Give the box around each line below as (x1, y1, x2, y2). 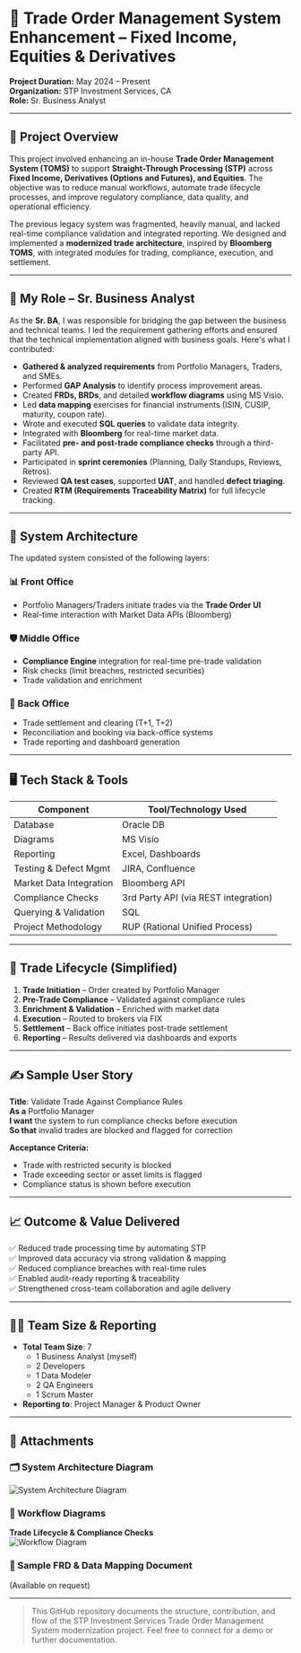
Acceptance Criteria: (9, 1142, 90, 1153)
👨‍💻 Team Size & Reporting (9, 1317, 157, 1332)
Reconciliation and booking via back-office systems (21, 727, 213, 738)
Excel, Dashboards (122, 848, 202, 860)
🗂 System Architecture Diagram (9, 1461, 154, 1473)
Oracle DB (122, 819, 166, 831)
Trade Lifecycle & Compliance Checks (9, 1527, 154, 1538)
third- (254, 437, 275, 448)
